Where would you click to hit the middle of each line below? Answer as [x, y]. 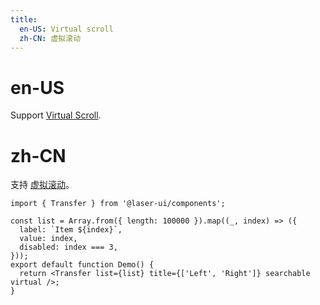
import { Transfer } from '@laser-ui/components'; [118, 204]
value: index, [48, 239]
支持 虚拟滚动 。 [42, 185]
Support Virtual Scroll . [56, 115]
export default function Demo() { [82, 265]
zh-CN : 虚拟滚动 [50, 38]
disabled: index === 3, [68, 247]
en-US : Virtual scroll [66, 29]
